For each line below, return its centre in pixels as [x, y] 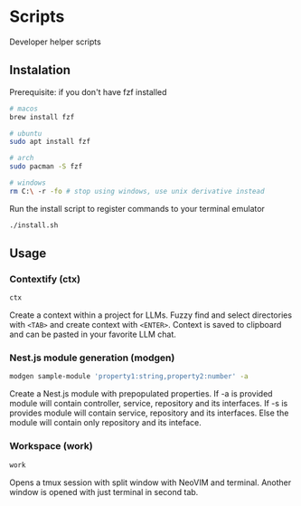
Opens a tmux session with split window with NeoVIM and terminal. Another [150, 482]
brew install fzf [42, 117]
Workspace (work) [51, 446]
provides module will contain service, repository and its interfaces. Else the [149, 413]
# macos [24, 109]
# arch [22, 158]
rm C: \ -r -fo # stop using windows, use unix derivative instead [137, 191]
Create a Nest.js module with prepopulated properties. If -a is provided [141, 394]
